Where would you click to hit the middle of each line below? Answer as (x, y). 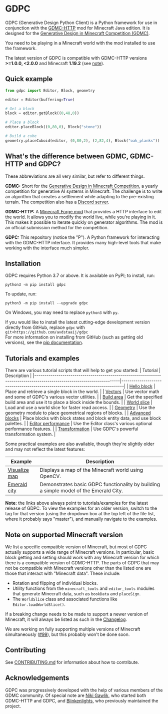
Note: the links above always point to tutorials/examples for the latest (77, 503)
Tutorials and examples (42, 358)
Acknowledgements (37, 678)
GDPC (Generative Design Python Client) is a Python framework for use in (81, 23)
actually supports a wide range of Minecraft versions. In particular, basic (80, 552)
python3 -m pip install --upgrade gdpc (47, 303)
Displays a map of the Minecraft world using (91, 470)
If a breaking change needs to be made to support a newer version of (77, 614)
